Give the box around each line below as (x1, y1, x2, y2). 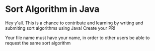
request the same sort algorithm (5, 40, 71, 46)
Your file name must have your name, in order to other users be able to (5, 35, 150, 41)
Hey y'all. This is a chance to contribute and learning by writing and (5, 20, 144, 26)
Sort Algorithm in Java (5, 3, 100, 15)
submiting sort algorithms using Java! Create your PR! (5, 25, 116, 31)
